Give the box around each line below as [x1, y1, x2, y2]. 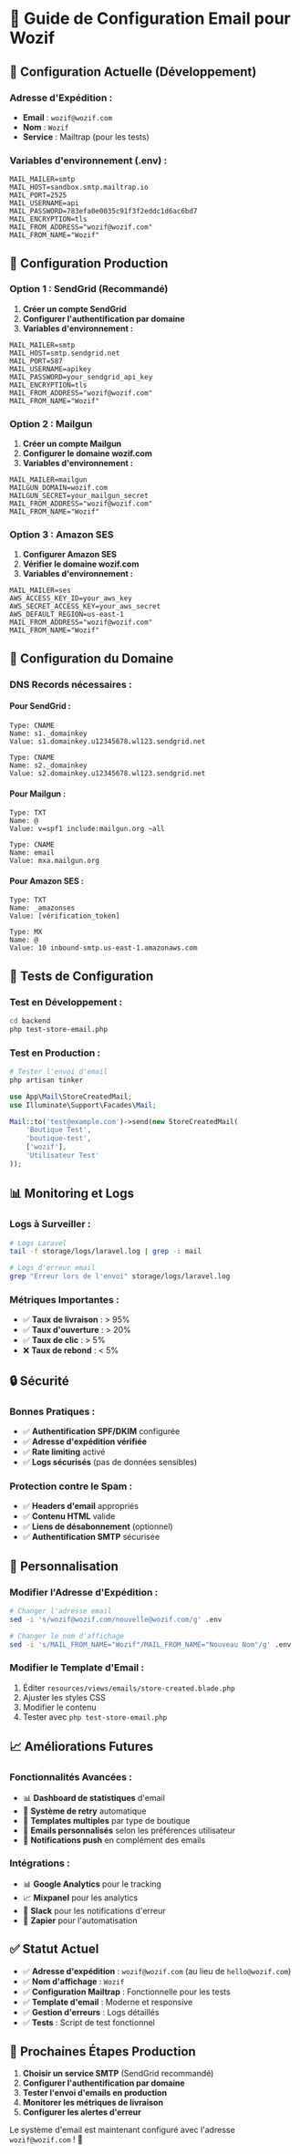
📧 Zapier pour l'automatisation [22, 1915, 138, 1926]
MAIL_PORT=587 [9, 356, 64, 366]
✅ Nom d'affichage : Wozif [22, 1975, 125, 1987]
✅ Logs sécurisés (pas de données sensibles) [22, 1457, 198, 1468]
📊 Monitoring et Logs [9, 1186, 135, 1202]
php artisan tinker [9, 1076, 84, 1085]
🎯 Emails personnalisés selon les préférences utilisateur [22, 1825, 236, 1836]
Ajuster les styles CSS [22, 1691, 107, 1702]
